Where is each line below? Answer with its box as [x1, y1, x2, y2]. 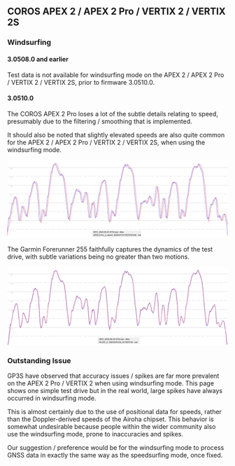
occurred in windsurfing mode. [7, 394, 97, 402]
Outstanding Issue [7, 355, 71, 365]
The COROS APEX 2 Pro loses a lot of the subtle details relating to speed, [7, 109, 219, 118]
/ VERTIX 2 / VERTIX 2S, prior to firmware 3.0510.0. [7, 78, 155, 86]
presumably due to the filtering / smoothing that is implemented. [7, 117, 192, 125]
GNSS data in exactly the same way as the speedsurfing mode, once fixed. [7, 451, 223, 460]
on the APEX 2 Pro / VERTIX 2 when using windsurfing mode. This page [7, 379, 215, 388]
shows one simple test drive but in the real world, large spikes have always [7, 387, 222, 395]
